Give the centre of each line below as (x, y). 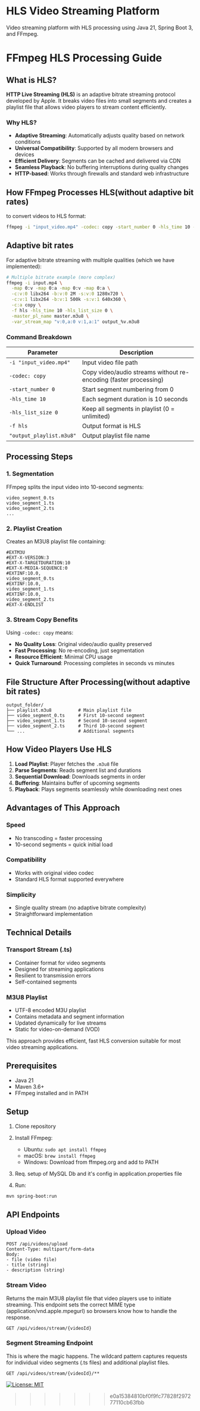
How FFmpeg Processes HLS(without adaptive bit (100, 192)
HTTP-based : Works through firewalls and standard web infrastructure (102, 174)
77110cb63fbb (127, 1402)
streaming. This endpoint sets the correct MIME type (71, 1304)
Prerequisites (32, 1066)
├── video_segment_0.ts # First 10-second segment (76, 715)
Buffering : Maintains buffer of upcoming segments (77, 783)
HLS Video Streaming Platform (83, 11)
